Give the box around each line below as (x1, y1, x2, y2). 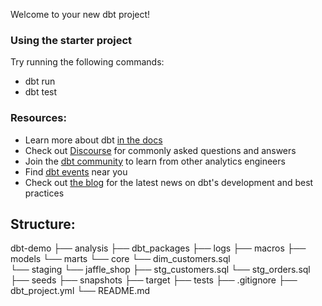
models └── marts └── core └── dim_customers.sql (10, 253, 231, 265)
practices (24, 187, 65, 199)
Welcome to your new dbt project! (10, 9, 151, 20)
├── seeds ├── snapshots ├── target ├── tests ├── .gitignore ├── (10, 274, 298, 286)
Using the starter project (10, 33, 133, 47)
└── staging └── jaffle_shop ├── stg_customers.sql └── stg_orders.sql (10, 264, 311, 276)
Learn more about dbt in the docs (24, 134, 163, 146)
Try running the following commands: (10, 56, 165, 68)
